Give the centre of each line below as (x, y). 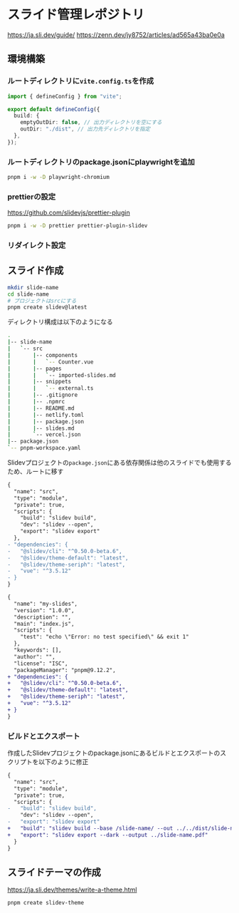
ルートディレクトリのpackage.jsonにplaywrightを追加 (101, 162)
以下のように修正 (63, 762)
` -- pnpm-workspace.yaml (44, 448)
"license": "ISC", (41, 664)
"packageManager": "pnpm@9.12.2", (65, 670)
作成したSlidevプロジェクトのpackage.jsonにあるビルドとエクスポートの (114, 753)
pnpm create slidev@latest (47, 307)
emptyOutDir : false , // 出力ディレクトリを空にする (91, 123)
